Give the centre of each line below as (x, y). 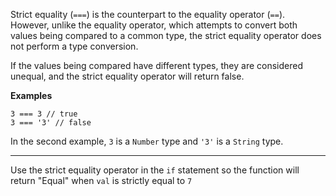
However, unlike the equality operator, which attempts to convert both (154, 25)
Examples (31, 95)
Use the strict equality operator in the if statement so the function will (155, 170)
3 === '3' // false (51, 123)
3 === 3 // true (44, 114)
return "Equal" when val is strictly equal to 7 (101, 180)
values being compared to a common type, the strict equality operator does (166, 35)
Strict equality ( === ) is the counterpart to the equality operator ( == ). (148, 14)
